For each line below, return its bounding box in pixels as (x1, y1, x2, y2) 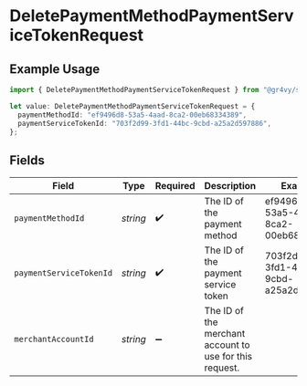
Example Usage (9, 61, 101, 77)
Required (154, 180, 196, 193)
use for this (204, 350, 253, 363)
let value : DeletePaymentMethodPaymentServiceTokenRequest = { (9, 101, 256, 110)
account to (204, 339, 250, 351)
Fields (9, 152, 46, 168)
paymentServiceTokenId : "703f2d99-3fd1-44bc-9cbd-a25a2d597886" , (17, 119, 272, 128)
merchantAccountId (14, 334, 94, 345)
